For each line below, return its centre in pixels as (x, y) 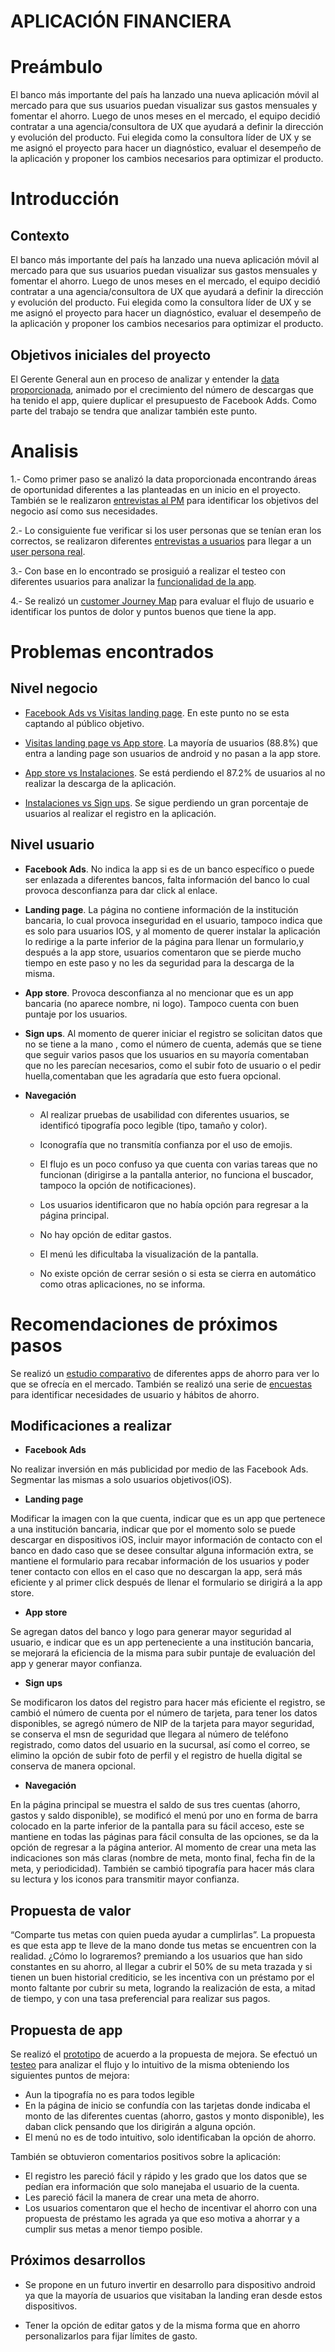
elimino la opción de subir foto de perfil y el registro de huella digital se (156, 1756)
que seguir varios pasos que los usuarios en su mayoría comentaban (166, 1054)
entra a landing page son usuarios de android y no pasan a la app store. (173, 753)
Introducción (65, 199)
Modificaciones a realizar (91, 1426)
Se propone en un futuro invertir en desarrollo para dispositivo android (170, 2284)
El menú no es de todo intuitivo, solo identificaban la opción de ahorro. (170, 2137)
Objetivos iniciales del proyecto (111, 355)
